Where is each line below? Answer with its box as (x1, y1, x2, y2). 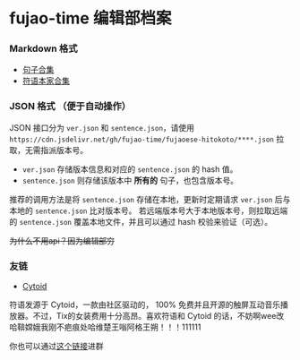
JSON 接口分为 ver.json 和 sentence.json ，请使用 (9, 122, 195, 133)
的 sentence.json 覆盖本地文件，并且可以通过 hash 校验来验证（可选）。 (9, 216, 273, 227)
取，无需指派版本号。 (9, 144, 88, 155)
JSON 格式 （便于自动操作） (9, 100, 132, 113)
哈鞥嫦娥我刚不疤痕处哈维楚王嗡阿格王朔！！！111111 (9, 321, 201, 332)
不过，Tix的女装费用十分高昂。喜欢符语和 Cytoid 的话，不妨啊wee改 (32, 311, 285, 321)
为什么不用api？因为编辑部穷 (9, 235, 115, 246)
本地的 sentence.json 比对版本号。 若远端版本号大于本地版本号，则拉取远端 (9, 205, 288, 216)
